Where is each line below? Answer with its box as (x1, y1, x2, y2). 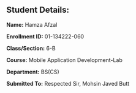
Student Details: (6, 5, 69, 15)
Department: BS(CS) (6, 68, 59, 75)
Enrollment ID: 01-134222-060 (6, 33, 85, 40)
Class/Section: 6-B (6, 44, 56, 52)
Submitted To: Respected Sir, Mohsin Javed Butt (6, 80, 130, 87)
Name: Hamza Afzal (6, 21, 58, 28)
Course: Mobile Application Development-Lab (6, 56, 123, 63)
